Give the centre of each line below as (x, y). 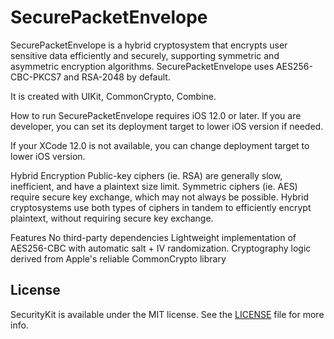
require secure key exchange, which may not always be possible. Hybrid (159, 197)
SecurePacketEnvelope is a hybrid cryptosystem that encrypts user (149, 45)
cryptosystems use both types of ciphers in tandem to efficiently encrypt (161, 207)
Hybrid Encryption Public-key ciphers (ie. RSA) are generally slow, (146, 175)
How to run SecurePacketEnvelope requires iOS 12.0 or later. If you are (156, 115)
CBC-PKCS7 (36, 77)
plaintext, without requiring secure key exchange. (112, 218)
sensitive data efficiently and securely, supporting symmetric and (145, 55)
